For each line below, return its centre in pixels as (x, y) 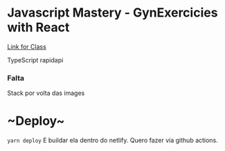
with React (38, 27)
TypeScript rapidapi (35, 60)
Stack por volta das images (46, 93)
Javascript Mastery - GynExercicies (112, 13)
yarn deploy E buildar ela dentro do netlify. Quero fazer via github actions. (112, 141)
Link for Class (27, 46)
